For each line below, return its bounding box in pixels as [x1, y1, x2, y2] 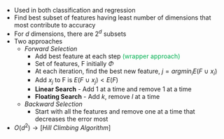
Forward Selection [24, 44, 78, 53]
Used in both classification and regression [13, 6, 136, 14]
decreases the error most [34, 115, 108, 124]
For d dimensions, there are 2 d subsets [13, 28, 127, 38]
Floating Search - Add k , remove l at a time [34, 93, 160, 101]
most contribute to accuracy [13, 21, 96, 29]
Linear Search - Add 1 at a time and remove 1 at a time [34, 85, 192, 93]
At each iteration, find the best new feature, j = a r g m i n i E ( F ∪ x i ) [34, 67, 218, 77]
